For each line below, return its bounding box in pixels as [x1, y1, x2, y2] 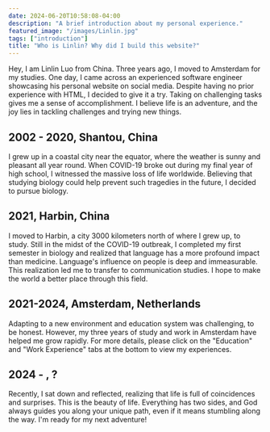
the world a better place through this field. [8, 274, 148, 283]
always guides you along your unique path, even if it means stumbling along [8, 406, 260, 416]
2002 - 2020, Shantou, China [8, 130, 159, 144]
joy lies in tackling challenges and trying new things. [8, 107, 182, 117]
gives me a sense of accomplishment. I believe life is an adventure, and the [8, 99, 258, 108]
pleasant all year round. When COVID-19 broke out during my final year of [8, 160, 253, 170]
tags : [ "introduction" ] [8, 34, 89, 43]
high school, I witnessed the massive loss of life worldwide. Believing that [8, 169, 252, 178]
